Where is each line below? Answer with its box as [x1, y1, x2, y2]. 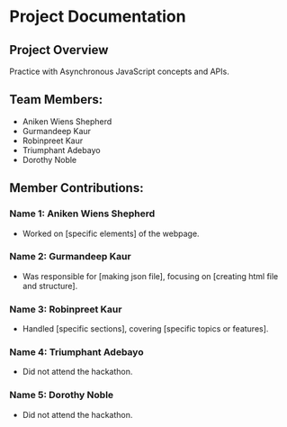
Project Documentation [9, 6, 186, 27]
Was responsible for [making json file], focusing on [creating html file [22, 270, 279, 281]
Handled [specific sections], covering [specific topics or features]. [22, 323, 269, 334]
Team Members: [9, 92, 103, 107]
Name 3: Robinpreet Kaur [9, 303, 122, 315]
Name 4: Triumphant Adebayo [9, 346, 144, 359]
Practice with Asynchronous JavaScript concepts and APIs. [9, 66, 229, 77]
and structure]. [22, 280, 78, 291]
